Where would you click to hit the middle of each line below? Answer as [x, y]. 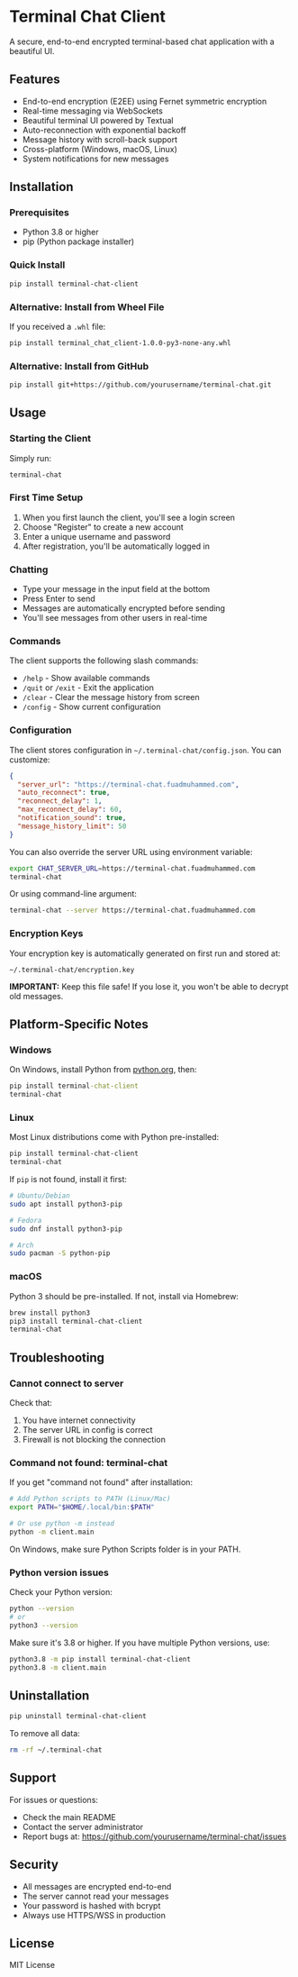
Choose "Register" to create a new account [103, 527]
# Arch [22, 1245]
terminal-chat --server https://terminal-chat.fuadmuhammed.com [132, 911]
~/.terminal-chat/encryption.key [72, 970]
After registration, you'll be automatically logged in [116, 546]
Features [35, 80]
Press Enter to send [59, 599]
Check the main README [69, 1817]
